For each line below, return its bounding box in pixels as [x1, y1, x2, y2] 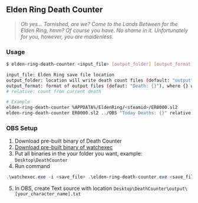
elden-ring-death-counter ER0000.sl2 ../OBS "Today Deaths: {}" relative [6, 110, 192, 116]
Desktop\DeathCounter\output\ [113, 186, 188, 192]
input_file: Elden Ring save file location [6, 72, 115, 78]
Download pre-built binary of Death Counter [14, 137, 122, 144]
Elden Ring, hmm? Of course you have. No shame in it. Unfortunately [20, 27, 189, 34]
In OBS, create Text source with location [14, 185, 113, 192]
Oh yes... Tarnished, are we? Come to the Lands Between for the [20, 20, 178, 27]
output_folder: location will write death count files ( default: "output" [6, 77, 194, 83]
